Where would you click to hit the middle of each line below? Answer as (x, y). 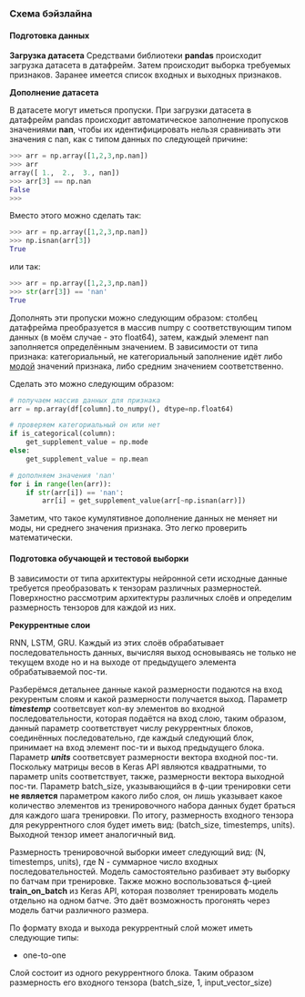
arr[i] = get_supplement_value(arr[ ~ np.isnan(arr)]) (144, 501)
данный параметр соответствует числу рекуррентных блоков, (132, 728)
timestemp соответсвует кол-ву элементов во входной (117, 709)
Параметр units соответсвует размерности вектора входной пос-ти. (144, 758)
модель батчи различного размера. (79, 911)
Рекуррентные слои (50, 626)
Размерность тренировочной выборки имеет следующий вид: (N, (138, 852)
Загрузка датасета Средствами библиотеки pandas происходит (136, 56)
